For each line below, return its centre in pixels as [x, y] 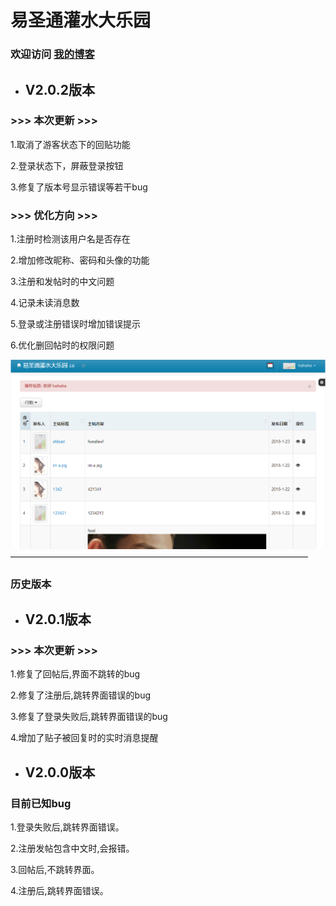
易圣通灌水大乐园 [81, 20]
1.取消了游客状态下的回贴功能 [70, 144]
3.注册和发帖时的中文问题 [62, 282]
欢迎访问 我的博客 [52, 54]
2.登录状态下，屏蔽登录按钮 [67, 165]
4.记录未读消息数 [45, 303]
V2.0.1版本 [58, 619]
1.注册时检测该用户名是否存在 [70, 239]
